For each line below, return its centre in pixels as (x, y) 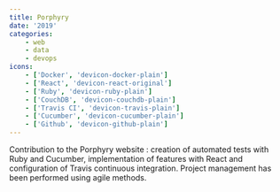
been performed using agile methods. (78, 177)
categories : (31, 34)
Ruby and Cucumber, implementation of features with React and (126, 159)
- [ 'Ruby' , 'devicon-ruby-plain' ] (89, 91)
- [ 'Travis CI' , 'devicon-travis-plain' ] (102, 108)
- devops (41, 58)
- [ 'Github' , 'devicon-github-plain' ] (97, 125)
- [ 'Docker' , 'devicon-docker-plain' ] (97, 75)
